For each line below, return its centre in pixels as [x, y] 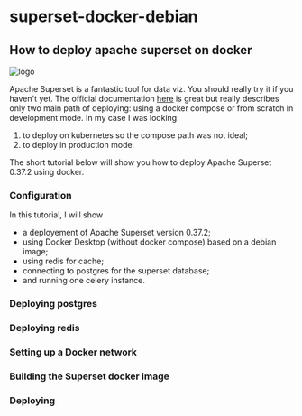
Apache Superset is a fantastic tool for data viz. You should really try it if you [151, 89]
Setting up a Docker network [73, 352]
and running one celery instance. [84, 281]
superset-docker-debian [104, 17]
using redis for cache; [63, 261]
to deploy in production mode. [78, 145]
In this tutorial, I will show [56, 215]
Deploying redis [45, 328]
